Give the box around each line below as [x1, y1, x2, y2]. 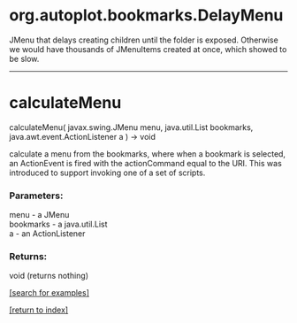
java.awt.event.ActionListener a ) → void [9, 131, 156, 142]
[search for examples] [9, 288, 90, 298]
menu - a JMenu [9, 210, 70, 220]
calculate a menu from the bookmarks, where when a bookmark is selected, [9, 148, 286, 159]
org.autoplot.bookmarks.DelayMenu [9, 5, 284, 26]
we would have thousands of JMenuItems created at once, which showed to [9, 43, 287, 54]
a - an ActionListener [9, 228, 86, 239]
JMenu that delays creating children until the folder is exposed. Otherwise [9, 35, 278, 45]
